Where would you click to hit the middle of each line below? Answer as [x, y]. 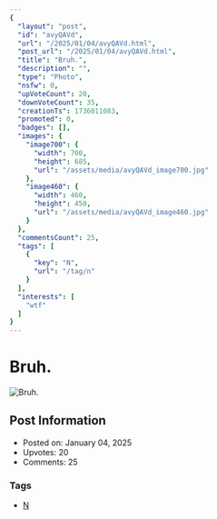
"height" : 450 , [62, 204]
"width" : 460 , [60, 195]
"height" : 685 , [62, 161]
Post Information [58, 420]
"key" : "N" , [56, 263]
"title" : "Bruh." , [53, 60]
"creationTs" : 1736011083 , [69, 111]
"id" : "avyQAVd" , [50, 35]
